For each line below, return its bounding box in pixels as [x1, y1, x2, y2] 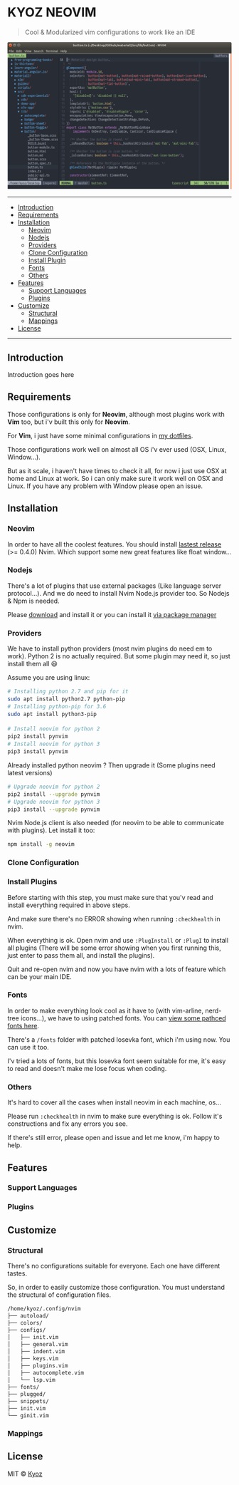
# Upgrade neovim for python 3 [7, 798, 100, 805]
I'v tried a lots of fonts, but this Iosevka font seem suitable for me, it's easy [7, 1056, 226, 1065]
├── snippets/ [7, 1398, 50, 1405]
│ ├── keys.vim [7, 1355, 59, 1362]
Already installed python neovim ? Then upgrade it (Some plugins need [7, 760, 216, 770]
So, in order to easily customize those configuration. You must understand [7, 1283, 225, 1292]
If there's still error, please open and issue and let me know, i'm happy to [7, 1134, 221, 1142]
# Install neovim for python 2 [7, 725, 100, 733]
